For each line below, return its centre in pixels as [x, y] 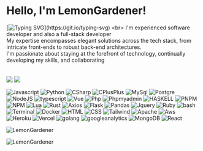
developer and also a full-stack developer [59, 34]
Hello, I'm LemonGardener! [76, 11]
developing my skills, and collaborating [56, 60]
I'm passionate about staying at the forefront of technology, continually [96, 53]
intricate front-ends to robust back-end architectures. [74, 47]
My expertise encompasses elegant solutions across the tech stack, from [99, 40]
